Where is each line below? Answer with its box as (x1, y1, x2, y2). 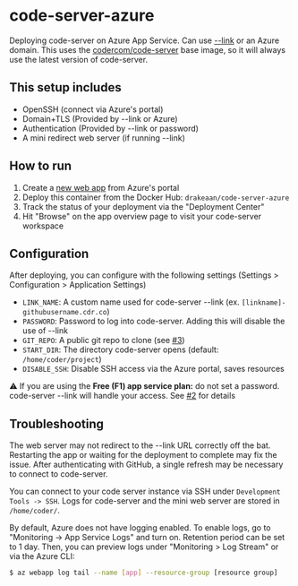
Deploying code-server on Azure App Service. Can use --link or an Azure (9, 35, 280, 46)
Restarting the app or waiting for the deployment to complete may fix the (9, 450, 277, 461)
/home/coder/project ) (21, 354, 102, 365)
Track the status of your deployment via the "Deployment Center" (21, 201, 265, 211)
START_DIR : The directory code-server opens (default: (21, 344, 219, 355)
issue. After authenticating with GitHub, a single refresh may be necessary (9, 459, 284, 470)
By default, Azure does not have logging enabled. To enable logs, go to (9, 522, 271, 533)
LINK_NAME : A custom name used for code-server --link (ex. (21, 297, 240, 307)
